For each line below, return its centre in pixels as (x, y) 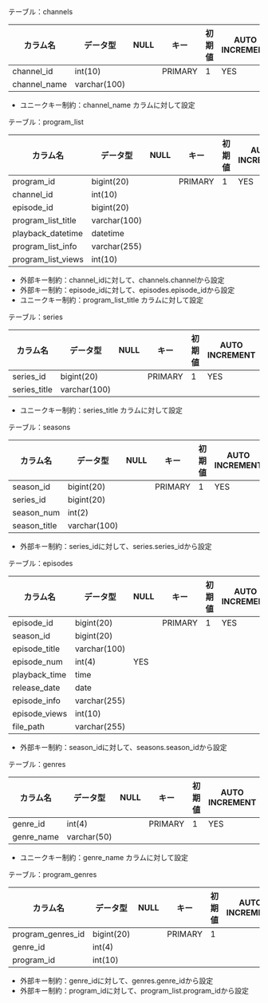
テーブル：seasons (39, 427)
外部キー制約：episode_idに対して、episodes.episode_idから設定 (127, 290)
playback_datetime (48, 233)
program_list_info (45, 246)
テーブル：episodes (41, 563)
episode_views (40, 714)
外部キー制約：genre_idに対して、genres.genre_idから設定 (116, 981)
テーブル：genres (37, 764)
